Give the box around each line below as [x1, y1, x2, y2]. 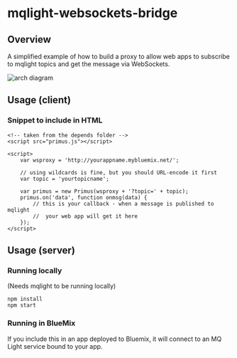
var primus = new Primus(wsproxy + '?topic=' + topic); [20, 187, 189, 195]
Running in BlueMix [7, 318, 76, 328]
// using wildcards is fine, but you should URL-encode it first [20, 169, 218, 176]
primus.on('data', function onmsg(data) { [20, 194, 148, 201]
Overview [7, 33, 52, 46]
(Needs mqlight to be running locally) [7, 282, 116, 290]
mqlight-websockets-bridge [7, 5, 178, 21]
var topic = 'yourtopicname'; [20, 175, 110, 182]
